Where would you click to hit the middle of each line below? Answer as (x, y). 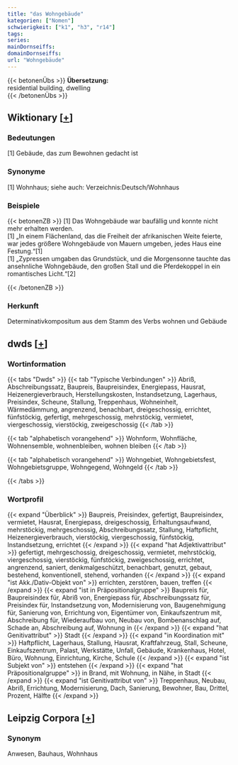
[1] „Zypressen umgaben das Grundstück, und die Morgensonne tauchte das (119, 259)
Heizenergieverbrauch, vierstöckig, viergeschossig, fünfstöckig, (101, 537)
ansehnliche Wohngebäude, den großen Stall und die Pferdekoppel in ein (114, 266)
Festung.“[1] (25, 251)
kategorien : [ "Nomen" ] (41, 21)
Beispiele (24, 205)
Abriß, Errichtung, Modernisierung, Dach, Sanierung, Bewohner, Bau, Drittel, (118, 688)
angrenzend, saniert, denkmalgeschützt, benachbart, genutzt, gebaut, (110, 568)
